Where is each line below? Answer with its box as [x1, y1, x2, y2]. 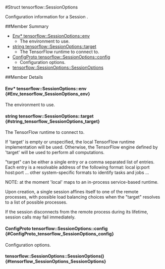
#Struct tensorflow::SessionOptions [5, 4, 78, 10]
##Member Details [5, 74, 43, 80]
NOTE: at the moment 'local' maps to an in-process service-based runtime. [5, 179, 159, 185]
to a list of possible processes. [5, 199, 68, 205]
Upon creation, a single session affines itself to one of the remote [5, 189, 139, 195]
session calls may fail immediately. [5, 214, 76, 220]
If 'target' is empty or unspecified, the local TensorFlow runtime [5, 139, 135, 145]
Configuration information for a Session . [5, 14, 88, 19]
